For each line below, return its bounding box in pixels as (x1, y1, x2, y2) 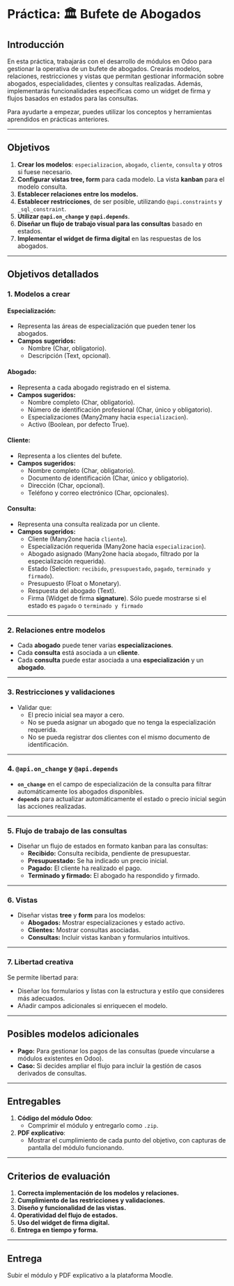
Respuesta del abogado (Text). (27, 587, 116, 595)
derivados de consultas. (17, 1069, 87, 1077)
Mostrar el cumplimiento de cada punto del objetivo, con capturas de (27, 1136, 226, 1145)
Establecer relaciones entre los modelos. (17, 189, 139, 198)
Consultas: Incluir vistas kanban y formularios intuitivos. (27, 933, 190, 942)
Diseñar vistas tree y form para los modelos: (17, 911, 146, 920)
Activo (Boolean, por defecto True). (27, 420, 130, 428)
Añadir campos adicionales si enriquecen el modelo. (17, 1001, 168, 1009)
